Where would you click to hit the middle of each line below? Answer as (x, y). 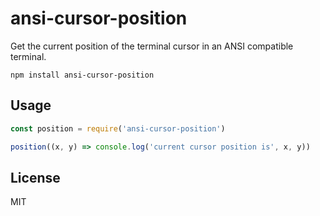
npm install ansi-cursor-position (82, 75)
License (35, 177)
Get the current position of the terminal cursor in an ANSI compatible (152, 46)
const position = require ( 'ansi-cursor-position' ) (118, 128)
